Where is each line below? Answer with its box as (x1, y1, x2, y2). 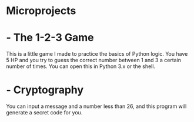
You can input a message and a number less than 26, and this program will (6, 103, 187, 110)
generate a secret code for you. (6, 109, 83, 116)
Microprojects (6, 4, 76, 18)
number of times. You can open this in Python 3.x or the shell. (6, 63, 156, 70)
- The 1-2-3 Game (6, 31, 94, 45)
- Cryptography (6, 83, 84, 97)
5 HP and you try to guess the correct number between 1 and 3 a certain (6, 57, 181, 64)
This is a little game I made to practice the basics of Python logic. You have (6, 50, 188, 57)
